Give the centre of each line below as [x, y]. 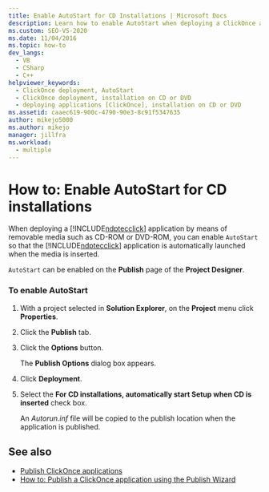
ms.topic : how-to [37, 46]
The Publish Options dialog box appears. [88, 363]
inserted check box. [53, 402]
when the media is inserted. [54, 254]
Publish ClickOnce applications [71, 471]
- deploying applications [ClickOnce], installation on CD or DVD [128, 105]
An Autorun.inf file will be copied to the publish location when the [128, 418]
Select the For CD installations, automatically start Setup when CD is [136, 394]
